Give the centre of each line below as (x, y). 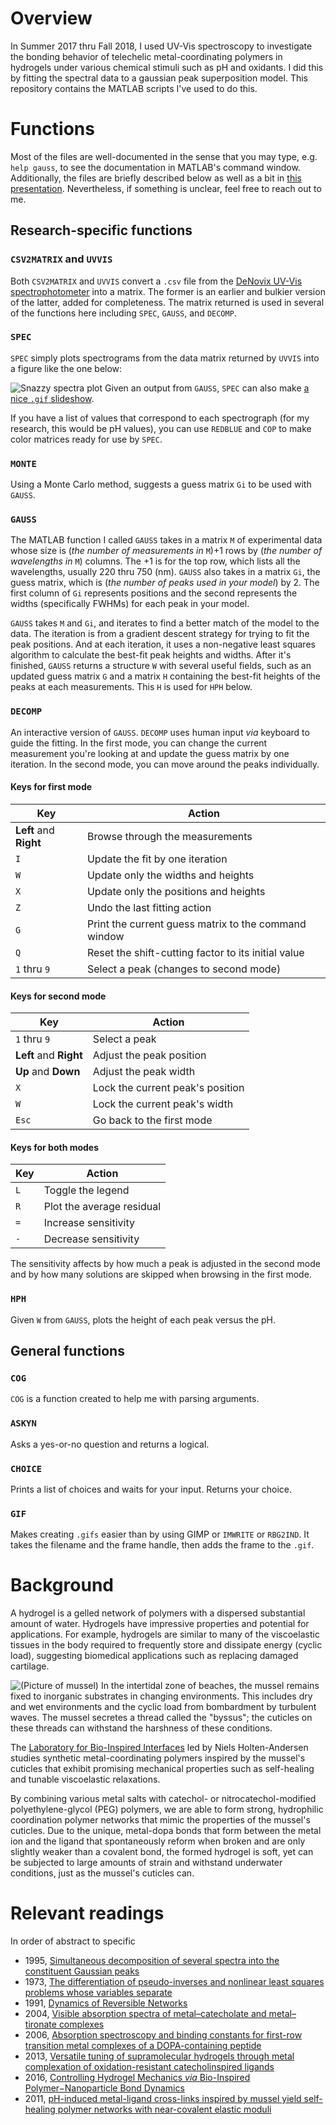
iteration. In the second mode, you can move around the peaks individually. (165, 764)
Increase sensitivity (89, 1223)
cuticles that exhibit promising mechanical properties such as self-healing (162, 1769)
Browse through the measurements (169, 836)
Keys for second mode (58, 996)
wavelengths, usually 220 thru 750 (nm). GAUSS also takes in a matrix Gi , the (165, 572)
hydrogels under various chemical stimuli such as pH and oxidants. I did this (167, 67)
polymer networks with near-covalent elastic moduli (164, 2109)
